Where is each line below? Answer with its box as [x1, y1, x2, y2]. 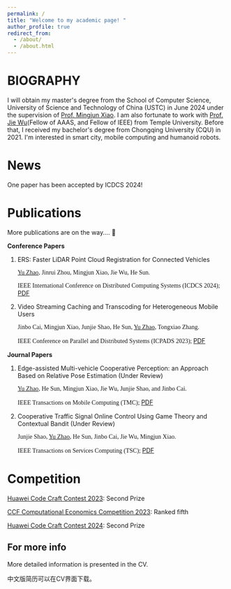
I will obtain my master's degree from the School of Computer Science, [7, 96, 211, 104]
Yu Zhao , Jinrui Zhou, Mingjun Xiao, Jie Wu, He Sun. [17, 268, 151, 276]
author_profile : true [7, 23, 70, 30]
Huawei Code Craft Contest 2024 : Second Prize [7, 521, 145, 530]
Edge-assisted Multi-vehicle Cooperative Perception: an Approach [17, 364, 209, 372]
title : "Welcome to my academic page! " [7, 17, 127, 24]
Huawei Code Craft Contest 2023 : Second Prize [7, 494, 145, 502]
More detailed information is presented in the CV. [7, 560, 149, 568]
